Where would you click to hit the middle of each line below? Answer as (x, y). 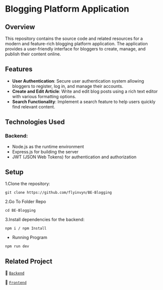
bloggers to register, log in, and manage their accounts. (68, 86)
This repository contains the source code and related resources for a (74, 38)
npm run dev (17, 246)
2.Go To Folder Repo (26, 202)
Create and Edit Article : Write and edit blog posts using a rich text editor (85, 91)
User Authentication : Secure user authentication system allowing (78, 81)
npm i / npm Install (26, 229)
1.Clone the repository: (27, 184)
